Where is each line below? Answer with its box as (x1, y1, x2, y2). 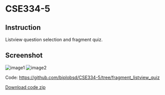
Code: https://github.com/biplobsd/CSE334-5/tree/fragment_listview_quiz (5, 74, 160, 80)
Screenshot (5, 51, 43, 60)
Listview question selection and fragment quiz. (5, 36, 103, 42)
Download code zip (5, 84, 46, 90)
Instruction (5, 23, 41, 32)
